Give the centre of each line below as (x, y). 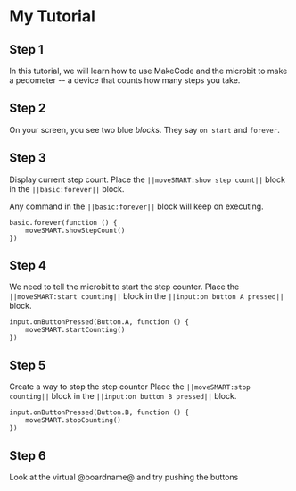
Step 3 (28, 158)
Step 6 (28, 456)
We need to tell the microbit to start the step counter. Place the (124, 287)
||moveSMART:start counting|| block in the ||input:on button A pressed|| (147, 296)
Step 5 (28, 365)
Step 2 (28, 108)
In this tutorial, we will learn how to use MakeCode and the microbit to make (148, 71)
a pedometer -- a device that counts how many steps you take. (125, 80)
